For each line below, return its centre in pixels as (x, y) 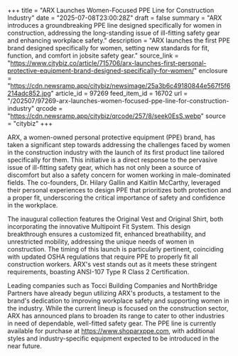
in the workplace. (33, 205)
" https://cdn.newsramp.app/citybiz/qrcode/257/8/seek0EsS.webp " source (117, 116)
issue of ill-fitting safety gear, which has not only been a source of (104, 167)
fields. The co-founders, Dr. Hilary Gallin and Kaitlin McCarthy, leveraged (114, 183)
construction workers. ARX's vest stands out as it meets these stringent (112, 264)
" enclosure (211, 71)
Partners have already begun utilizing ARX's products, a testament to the (114, 293)
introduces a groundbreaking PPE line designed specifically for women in (115, 25)
